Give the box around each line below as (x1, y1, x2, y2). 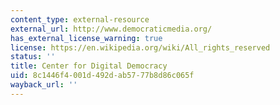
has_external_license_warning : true (10, 33, 163, 43)
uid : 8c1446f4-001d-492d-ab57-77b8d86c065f (10, 71, 195, 81)
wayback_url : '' (10, 80, 78, 90)
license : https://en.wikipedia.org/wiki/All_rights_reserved (10, 42, 271, 53)
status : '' (10, 52, 56, 62)
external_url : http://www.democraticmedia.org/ (10, 24, 213, 34)
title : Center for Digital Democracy (10, 61, 168, 71)
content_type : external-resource (10, 14, 150, 25)
